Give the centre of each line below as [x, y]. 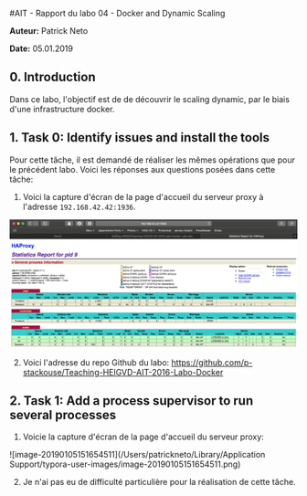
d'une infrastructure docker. [62, 109]
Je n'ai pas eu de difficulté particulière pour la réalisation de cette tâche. [159, 482]
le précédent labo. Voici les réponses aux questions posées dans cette [143, 169]
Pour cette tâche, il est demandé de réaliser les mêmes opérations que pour [152, 160]
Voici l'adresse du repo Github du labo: [96, 362]
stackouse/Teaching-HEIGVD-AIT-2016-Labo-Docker [123, 372]
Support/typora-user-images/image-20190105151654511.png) [125, 464]
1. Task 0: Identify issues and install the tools [140, 137]
